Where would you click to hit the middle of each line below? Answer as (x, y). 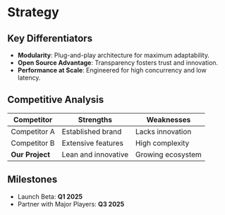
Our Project (31, 154)
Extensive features (92, 143)
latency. (29, 78)
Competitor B (33, 143)
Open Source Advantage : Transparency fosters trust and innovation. (118, 63)
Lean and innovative (95, 154)
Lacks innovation (163, 131)
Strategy (34, 12)
